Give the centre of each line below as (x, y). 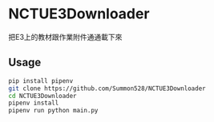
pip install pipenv (41, 81)
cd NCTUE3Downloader (43, 96)
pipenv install (34, 103)
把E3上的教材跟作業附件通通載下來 (65, 37)
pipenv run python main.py (53, 111)
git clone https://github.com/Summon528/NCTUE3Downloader (107, 89)
